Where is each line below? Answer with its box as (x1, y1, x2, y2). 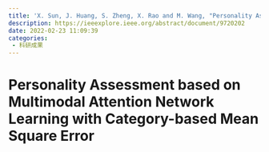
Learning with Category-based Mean (8, 110, 259, 128)
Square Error (8, 127, 94, 145)
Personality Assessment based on (8, 76, 242, 94)
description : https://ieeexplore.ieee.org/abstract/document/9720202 (8, 19, 246, 27)
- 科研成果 (11, 42, 44, 50)
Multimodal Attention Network (8, 93, 215, 111)
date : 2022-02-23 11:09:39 (8, 26, 98, 34)
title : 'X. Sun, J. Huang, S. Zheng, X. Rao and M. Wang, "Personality (8, 11, 252, 20)
